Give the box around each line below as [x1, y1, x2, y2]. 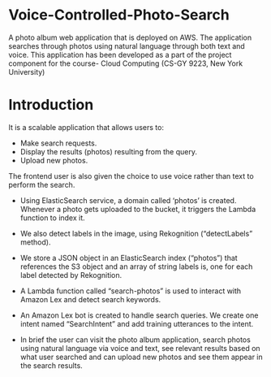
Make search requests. [19, 138, 97, 148]
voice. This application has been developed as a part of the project [8, 50, 232, 59]
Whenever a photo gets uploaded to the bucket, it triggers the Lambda [19, 204, 256, 214]
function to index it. [19, 213, 85, 223]
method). [19, 237, 51, 247]
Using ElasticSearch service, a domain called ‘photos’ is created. [19, 195, 237, 205]
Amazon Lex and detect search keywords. [19, 294, 161, 304]
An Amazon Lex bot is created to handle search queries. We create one [19, 310, 259, 320]
